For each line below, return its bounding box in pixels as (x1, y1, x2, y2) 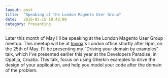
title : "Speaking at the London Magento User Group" (5, 12, 122, 17)
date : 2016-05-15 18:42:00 (5, 17, 67, 22)
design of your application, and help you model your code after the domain (5, 62, 162, 68)
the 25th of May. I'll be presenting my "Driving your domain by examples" (5, 46, 159, 52)
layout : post (5, 7, 33, 13)
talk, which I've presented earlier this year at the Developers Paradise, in (5, 51, 157, 57)
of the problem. (5, 67, 38, 73)
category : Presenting (5, 21, 51, 27)
